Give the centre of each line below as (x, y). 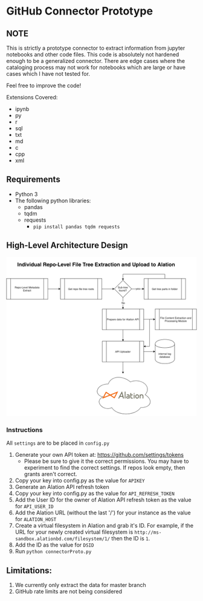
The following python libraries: (53, 201)
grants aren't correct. (50, 474)
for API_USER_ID (34, 506)
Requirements (33, 180)
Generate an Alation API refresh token (62, 487)
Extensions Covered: (32, 97)
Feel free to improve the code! (44, 85)
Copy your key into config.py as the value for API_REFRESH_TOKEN (95, 493)
